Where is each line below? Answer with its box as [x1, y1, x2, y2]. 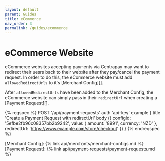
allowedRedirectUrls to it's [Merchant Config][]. [5, 80, 103, 86]
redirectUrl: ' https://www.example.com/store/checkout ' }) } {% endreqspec [5, 126, 160, 132]
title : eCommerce [5, 16, 41, 21]
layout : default [5, 7, 39, 12]
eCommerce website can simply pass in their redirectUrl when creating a [5, 95, 158, 101]
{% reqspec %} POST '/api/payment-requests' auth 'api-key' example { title [5, 110, 161, 116]
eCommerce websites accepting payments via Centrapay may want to [5, 64, 149, 70]
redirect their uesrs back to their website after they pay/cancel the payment [5, 69, 160, 75]
